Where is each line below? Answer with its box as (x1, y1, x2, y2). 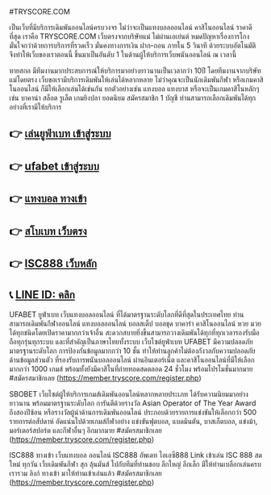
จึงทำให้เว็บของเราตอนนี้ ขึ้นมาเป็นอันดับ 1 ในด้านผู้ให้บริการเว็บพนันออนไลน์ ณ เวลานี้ (9, 50, 237, 59)
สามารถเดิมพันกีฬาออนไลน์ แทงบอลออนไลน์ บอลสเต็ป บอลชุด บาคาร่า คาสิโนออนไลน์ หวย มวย (9, 318, 261, 328)
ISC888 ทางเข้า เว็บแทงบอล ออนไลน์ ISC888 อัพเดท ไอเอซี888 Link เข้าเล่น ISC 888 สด (9, 450, 263, 460)
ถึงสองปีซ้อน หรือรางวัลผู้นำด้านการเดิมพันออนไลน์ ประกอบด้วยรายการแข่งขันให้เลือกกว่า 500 (9, 407, 257, 417)
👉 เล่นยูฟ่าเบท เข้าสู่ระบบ (9, 127, 111, 140)
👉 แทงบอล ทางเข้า (9, 192, 87, 206)
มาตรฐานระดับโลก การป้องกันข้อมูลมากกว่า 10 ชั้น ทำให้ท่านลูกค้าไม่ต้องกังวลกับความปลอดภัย (9, 346, 256, 356)
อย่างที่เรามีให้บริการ (9, 102, 62, 111)
